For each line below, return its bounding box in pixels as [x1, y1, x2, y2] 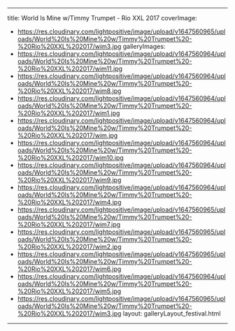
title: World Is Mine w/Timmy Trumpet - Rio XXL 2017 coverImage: [7, 14, 197, 22]
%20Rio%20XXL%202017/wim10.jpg [17, 154, 124, 161]
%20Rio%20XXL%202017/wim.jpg [17, 131, 118, 140]
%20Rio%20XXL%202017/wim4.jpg [17, 198, 122, 206]
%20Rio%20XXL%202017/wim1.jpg [17, 109, 120, 117]
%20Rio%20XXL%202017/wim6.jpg [17, 265, 122, 273]
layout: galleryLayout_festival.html [122, 309, 221, 318]
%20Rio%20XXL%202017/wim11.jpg [17, 64, 123, 73]
